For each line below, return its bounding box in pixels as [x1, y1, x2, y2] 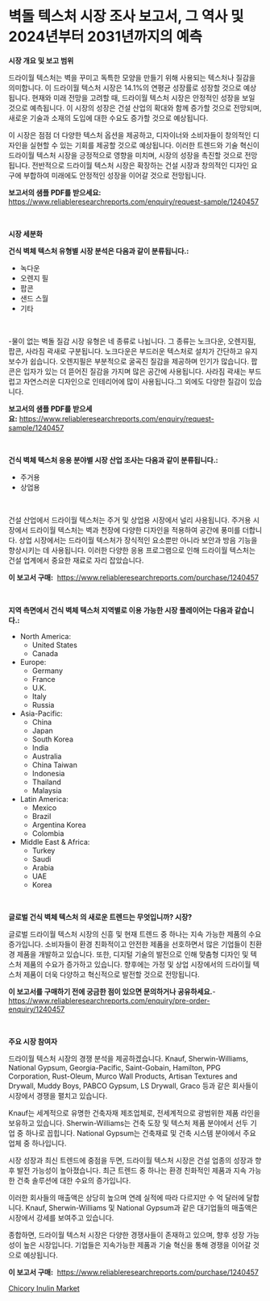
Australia [31, 751, 62, 761]
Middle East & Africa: [19, 837, 90, 846]
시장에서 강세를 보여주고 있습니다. [8, 1212, 114, 1222]
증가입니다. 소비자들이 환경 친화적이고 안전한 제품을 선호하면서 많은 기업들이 [8, 939, 247, 949]
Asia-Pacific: [19, 709, 63, 718]
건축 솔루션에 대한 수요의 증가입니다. [16, 1175, 131, 1185]
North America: [19, 631, 71, 641]
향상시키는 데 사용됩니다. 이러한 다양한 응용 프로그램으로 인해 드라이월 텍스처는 [8, 545, 256, 555]
